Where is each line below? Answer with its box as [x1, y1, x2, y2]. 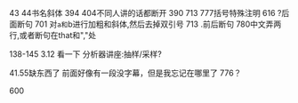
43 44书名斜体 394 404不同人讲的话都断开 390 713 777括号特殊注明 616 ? [9, 8, 282, 18]
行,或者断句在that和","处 [9, 30, 97, 40]
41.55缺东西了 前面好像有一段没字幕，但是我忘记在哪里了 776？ [9, 67, 242, 78]
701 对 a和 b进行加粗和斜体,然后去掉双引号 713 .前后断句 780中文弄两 [34, 19, 282, 29]
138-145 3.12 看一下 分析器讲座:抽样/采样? [9, 49, 162, 59]
